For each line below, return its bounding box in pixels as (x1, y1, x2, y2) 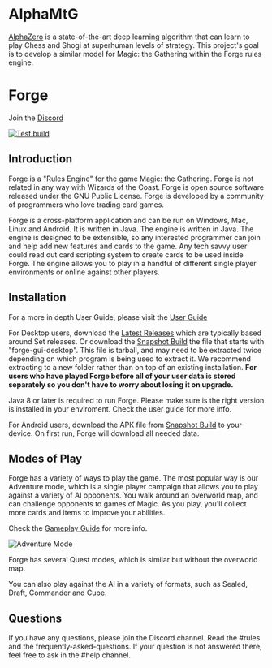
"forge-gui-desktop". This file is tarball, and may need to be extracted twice (8, 345, 262, 355)
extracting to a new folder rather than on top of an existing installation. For (8, 362, 257, 372)
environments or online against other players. (8, 267, 160, 277)
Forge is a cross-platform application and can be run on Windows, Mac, (8, 215, 248, 225)
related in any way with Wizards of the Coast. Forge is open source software (8, 182, 265, 192)
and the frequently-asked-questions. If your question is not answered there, (8, 642, 262, 652)
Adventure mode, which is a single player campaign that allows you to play (8, 482, 258, 492)
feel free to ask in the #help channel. (8, 650, 132, 660)
